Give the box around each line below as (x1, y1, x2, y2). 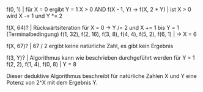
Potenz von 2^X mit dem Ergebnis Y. (6, 79, 98, 86)
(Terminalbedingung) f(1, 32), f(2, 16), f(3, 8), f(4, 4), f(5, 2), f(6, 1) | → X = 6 (6, 30, 197, 38)
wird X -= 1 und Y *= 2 (6, 12, 63, 19)
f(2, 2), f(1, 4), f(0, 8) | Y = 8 (6, 61, 76, 68)
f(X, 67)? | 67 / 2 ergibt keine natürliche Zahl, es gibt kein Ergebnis (6, 43, 174, 49)
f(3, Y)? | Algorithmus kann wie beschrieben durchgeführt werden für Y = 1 (6, 54, 195, 61)
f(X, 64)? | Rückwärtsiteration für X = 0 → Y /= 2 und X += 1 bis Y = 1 (6, 24, 179, 31)
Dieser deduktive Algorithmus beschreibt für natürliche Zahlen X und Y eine (6, 73, 197, 79)
